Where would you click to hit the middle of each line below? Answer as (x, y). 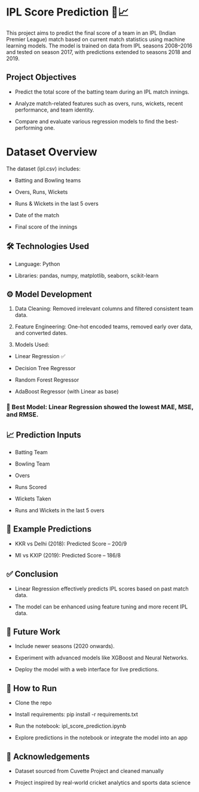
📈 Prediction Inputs (44, 435)
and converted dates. (41, 333)
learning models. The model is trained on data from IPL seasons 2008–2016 (99, 46)
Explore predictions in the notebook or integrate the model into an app (101, 738)
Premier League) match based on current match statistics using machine (96, 39)
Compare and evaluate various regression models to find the (89, 121)
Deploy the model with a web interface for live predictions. (87, 670)
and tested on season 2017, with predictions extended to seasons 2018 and (99, 52)
